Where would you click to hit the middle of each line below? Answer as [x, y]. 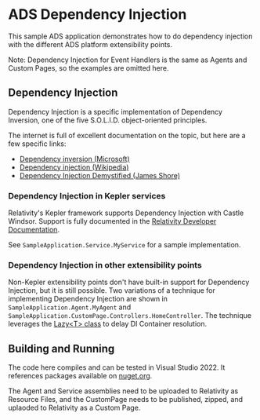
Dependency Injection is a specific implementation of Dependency [116, 111]
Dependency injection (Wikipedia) [74, 167]
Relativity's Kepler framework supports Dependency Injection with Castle [126, 213]
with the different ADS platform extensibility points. [90, 44]
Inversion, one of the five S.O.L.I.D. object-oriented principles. [108, 120]
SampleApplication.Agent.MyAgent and [70, 307]
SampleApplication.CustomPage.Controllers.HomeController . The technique [130, 316]
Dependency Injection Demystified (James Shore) [100, 175]
